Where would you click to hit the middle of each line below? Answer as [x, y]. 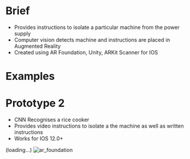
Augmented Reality [37, 46]
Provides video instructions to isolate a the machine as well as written [99, 126]
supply [22, 33]
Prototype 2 [35, 103]
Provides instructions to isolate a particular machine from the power [97, 27]
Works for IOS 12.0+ [38, 139]
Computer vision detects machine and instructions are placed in [92, 40]
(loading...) [19, 150]
